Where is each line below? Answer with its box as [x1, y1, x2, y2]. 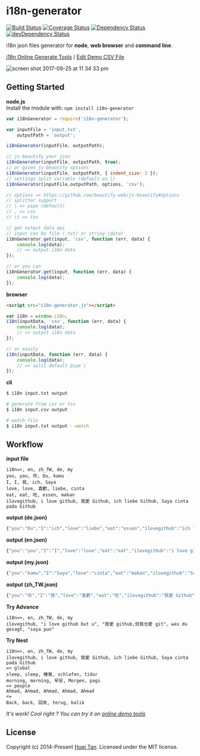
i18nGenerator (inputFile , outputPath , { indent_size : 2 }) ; [6, 170, 159, 176]
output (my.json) [6, 559, 49, 566]
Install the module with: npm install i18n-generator [6, 104, 134, 111]
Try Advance [6, 603, 39, 610]
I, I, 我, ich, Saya [6, 480, 57, 486]
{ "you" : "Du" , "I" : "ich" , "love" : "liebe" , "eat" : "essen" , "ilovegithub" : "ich [6, 525, 190, 531]
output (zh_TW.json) [6, 581, 58, 588]
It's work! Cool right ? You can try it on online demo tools [6, 710, 146, 717]
